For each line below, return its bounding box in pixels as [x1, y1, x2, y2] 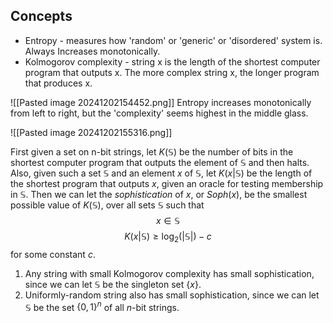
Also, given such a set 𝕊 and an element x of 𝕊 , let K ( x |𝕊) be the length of [10, 167, 313, 179]
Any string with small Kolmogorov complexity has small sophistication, [24, 267, 315, 279]
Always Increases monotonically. [24, 45, 161, 57]
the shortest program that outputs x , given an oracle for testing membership [10, 177, 324, 189]
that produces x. [24, 77, 93, 89]
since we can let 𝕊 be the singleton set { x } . [24, 278, 202, 290]
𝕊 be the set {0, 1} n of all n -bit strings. [24, 299, 180, 313]
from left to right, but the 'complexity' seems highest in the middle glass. [10, 107, 309, 119]
